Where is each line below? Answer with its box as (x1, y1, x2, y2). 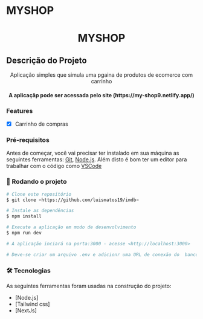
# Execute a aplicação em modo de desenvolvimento (6, 224, 137, 230)
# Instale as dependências (6, 208, 74, 214)
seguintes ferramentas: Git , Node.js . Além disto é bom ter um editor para (6, 156, 187, 163)
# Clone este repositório (6, 191, 71, 197)
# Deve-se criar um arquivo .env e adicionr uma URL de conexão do (6, 251, 180, 257)
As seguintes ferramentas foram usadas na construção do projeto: (6, 282, 172, 290)
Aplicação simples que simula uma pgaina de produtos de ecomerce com (10, 71, 193, 79)
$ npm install (6, 213, 42, 219)
